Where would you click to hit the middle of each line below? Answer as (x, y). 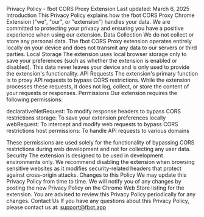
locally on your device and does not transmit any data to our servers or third (102, 48)
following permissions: (34, 99)
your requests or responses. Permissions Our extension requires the (92, 93)
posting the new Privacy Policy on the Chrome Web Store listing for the (95, 188)
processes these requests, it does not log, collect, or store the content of (98, 87)
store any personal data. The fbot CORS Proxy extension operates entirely (99, 41)
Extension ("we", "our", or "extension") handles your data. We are (88, 22)
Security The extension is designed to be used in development (85, 155)
